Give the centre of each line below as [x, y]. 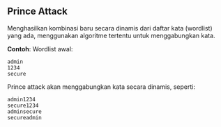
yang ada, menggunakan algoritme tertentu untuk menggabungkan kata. [111, 35]
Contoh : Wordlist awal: [40, 49]
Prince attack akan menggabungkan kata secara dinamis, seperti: [101, 87]
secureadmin [24, 117]
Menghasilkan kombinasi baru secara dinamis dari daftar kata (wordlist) [110, 28]
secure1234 [23, 105]
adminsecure [24, 111]
